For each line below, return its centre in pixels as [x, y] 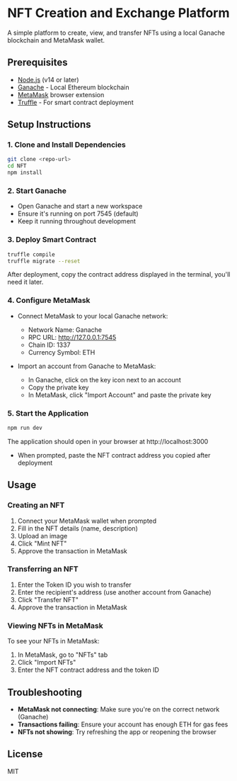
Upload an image [42, 536]
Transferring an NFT [43, 569]
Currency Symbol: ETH [62, 352]
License [25, 754]
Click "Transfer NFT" [48, 599]
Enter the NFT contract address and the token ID [88, 670]
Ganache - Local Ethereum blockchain [73, 87]
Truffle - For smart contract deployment [75, 102]
